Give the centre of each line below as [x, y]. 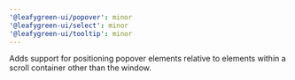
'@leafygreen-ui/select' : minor [69, 25]
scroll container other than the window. [81, 68]
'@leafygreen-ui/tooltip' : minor [71, 33]
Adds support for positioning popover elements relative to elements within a [147, 59]
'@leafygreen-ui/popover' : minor [71, 17]
